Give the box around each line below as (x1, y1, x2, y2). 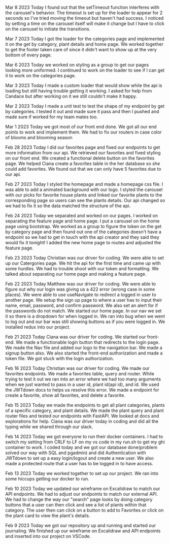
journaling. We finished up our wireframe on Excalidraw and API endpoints (5, 528, 161, 534)
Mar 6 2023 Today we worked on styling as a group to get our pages (5, 62, 149, 68)
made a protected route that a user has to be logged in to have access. (5, 461, 154, 466)
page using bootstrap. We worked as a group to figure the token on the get (5, 223, 162, 229)
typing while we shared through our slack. (5, 424, 93, 430)
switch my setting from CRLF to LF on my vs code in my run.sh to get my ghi (5, 439, 165, 445)
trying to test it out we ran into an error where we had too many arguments (5, 376, 161, 382)
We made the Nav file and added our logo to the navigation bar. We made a (5, 345, 162, 350)
